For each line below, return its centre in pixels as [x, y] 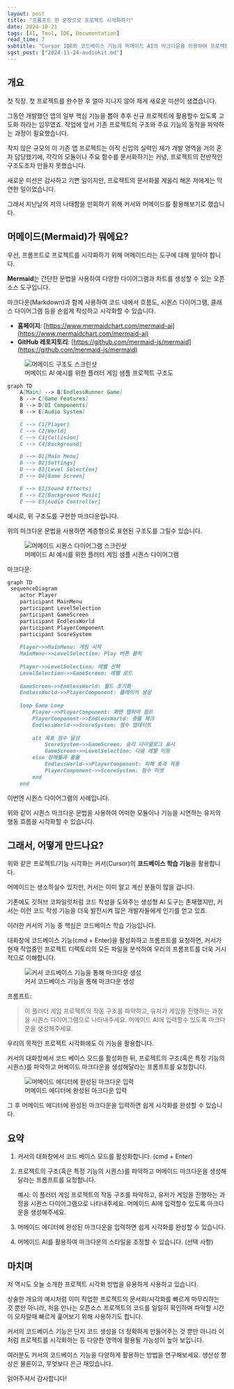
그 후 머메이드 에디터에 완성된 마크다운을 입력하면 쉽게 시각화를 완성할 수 [106, 1105]
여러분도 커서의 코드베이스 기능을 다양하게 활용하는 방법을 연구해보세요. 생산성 [113, 1355]
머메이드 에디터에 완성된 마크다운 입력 [76, 1091]
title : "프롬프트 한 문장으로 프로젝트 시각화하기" [71, 20]
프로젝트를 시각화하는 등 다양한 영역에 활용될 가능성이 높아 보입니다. [112, 1340]
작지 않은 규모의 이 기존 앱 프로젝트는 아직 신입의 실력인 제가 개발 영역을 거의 [111, 148]
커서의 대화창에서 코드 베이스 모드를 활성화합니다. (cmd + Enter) [105, 1156]
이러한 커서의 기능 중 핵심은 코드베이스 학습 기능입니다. [81, 925]
